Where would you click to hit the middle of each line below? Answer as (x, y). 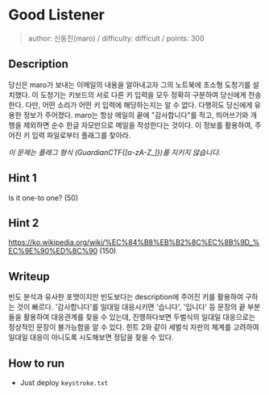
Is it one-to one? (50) (43, 197)
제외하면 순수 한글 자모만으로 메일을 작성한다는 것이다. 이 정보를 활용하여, (138, 125)
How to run (37, 363)
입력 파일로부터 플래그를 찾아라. (81, 135)
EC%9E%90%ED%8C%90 (53, 251)
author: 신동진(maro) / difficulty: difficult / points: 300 (116, 38)
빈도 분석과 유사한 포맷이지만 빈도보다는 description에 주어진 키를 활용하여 (126, 297)
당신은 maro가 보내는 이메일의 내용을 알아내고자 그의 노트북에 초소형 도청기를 (130, 84)
